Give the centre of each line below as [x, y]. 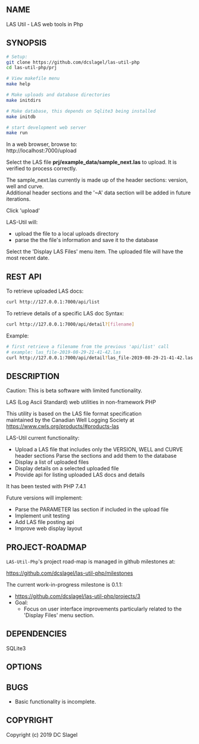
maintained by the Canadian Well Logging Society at [70, 420]
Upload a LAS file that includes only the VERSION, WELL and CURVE [99, 449]
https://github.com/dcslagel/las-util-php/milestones [70, 573]
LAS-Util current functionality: [43, 438]
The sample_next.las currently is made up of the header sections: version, [97, 180]
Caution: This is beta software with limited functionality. [74, 390]
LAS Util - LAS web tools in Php [45, 24]
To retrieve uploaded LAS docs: [45, 291]
